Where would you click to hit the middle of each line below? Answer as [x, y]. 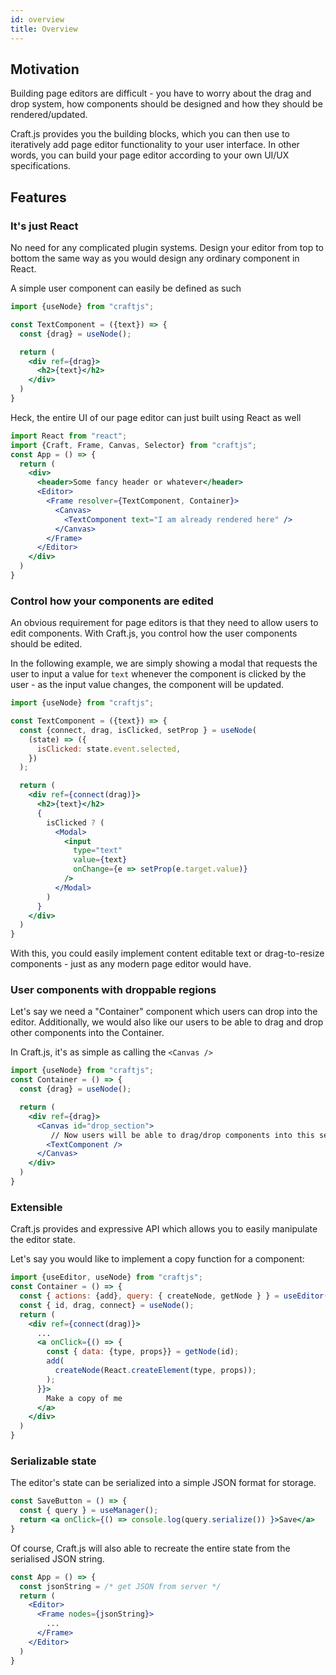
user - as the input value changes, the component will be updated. [147, 685]
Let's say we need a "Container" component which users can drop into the [164, 1012]
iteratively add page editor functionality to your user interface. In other [155, 145]
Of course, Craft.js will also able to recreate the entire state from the [150, 1548]
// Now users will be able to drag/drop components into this [182, 1135]
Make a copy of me [84, 1398]
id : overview [37, 19]
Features [38, 197]
